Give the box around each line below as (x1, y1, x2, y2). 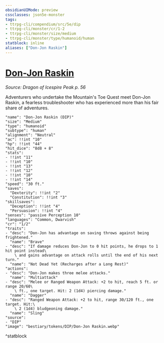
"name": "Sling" (10, 310, 44, 316)
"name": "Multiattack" (10, 275, 58, 280)
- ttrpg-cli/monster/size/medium (5, 31, 76, 36)
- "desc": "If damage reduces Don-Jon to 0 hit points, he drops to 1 (5, 244, 158, 249)
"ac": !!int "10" (5, 137, 42, 142)
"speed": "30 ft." (5, 181, 44, 186)
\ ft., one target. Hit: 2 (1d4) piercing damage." (14, 288, 126, 293)
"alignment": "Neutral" (5, 132, 56, 137)
